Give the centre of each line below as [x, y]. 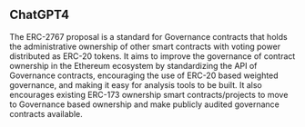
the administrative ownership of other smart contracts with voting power [145, 46]
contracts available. [46, 113]
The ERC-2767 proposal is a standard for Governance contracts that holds [149, 36]
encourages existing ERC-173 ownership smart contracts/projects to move [149, 94]
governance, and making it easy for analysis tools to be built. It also [136, 84]
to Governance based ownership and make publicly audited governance [145, 104]
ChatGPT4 [40, 15]
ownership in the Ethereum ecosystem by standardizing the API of [133, 65]
